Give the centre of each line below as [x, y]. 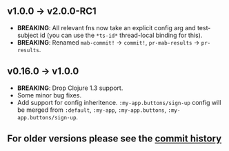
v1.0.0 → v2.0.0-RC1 [52, 11]
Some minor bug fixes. [49, 95]
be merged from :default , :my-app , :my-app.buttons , [92, 110]
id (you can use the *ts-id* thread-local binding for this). [121, 35]
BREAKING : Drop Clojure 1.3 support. [70, 88]
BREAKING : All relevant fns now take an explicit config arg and [106, 27]
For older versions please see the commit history [114, 139]
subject [28, 35]
